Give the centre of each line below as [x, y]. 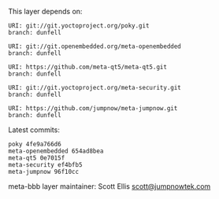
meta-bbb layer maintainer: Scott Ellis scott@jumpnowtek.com [109, 186]
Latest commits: [34, 130]
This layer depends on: [45, 11]
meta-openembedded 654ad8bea [56, 151]
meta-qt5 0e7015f [37, 158]
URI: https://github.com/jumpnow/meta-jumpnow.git [93, 109]
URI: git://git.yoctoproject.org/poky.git [79, 26]
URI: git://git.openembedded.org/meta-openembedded [95, 46]
